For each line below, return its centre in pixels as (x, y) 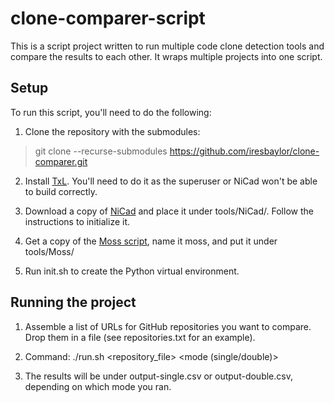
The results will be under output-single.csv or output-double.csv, (158, 376)
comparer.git (61, 161)
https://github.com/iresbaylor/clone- (244, 151)
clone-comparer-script (108, 18)
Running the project (73, 302)
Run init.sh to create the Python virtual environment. (132, 271)
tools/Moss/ (49, 251)
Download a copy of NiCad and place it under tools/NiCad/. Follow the (169, 211)
